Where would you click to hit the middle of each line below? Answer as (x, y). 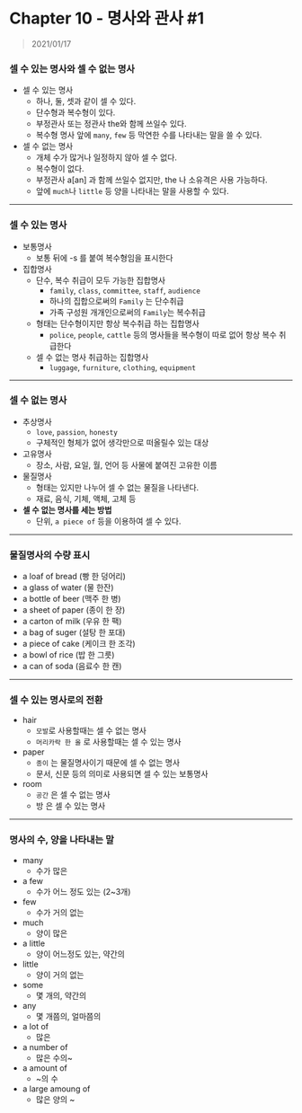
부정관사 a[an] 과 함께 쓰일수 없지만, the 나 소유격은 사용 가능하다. (151, 180)
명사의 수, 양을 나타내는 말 (62, 840)
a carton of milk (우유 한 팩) (72, 622)
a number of (45, 1047)
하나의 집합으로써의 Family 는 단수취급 (116, 301)
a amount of (44, 1068)
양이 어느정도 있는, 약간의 (80, 954)
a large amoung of (56, 1089)
